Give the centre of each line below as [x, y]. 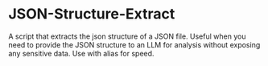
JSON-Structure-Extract [92, 14]
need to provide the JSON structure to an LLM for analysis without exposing [134, 44]
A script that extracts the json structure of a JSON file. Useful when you [127, 36]
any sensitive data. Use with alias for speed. [81, 53]
